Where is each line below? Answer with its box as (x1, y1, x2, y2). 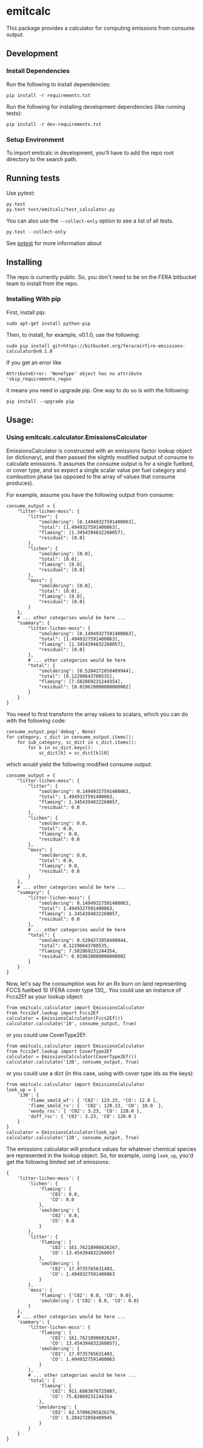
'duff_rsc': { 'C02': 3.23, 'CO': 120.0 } (28, 1113, 137, 1120)
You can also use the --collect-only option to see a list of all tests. (6, 217, 174, 224)
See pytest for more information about (6, 239, 102, 247)
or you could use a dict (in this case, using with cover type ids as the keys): (6, 1069, 195, 1077)
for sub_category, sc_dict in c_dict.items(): (17, 739, 137, 746)
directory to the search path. (6, 155, 78, 162)
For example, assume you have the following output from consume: (6, 491, 175, 498)
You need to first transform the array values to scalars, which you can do (6, 710, 188, 718)
